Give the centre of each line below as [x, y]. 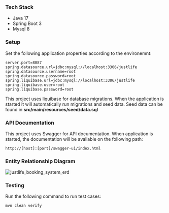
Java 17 [21, 18]
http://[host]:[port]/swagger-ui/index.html [53, 148]
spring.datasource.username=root [41, 71]
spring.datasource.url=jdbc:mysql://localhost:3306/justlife [71, 67]
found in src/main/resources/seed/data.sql [52, 109]
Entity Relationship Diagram [40, 161]
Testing [15, 186]
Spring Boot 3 [27, 23]
